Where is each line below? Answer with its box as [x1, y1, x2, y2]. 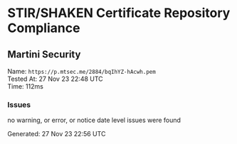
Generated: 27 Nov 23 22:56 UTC [7, 130, 106, 138]
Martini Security [7, 48, 81, 60]
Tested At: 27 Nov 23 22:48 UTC [7, 74, 103, 83]
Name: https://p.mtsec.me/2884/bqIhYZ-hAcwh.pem [7, 67, 157, 75]
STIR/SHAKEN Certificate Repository [7, 5, 231, 21]
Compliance [7, 20, 80, 36]
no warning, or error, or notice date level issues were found [7, 116, 181, 125]
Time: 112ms [7, 82, 44, 90]
